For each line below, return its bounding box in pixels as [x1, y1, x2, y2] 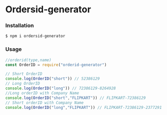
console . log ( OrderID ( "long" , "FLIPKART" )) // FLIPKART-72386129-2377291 [5, 105, 162, 110]
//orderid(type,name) [5, 57, 52, 63]
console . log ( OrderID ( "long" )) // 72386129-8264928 [5, 86, 116, 91]
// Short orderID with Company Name [5, 100, 84, 105]
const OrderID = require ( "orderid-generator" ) [5, 62, 107, 67]
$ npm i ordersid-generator [5, 33, 66, 39]
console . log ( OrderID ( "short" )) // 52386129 [5, 76, 100, 82]
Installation [5, 22, 34, 29]
